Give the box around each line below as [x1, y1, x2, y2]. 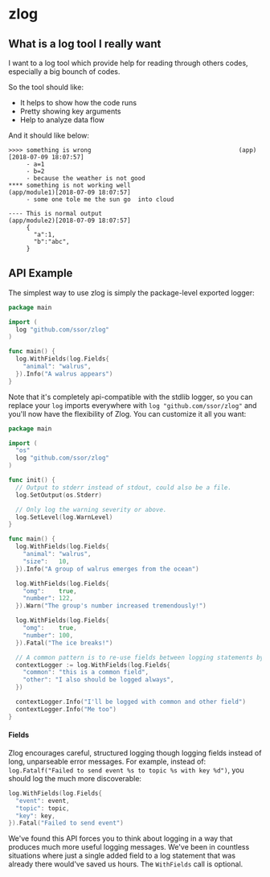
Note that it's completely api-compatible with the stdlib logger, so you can [8, 392, 253, 401]
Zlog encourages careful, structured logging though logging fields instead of [8, 747, 262, 757]
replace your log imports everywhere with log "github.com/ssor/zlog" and [8, 400, 257, 410]
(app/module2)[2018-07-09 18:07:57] [8, 216, 131, 224]
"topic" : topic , [15, 804, 70, 813]
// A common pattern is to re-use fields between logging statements [15, 653, 253, 661]
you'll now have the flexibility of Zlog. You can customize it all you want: [8, 409, 247, 418]
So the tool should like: [8, 82, 84, 92]
